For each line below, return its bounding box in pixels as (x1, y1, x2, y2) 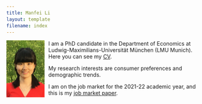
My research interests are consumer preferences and (48, 64, 182, 72)
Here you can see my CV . (48, 53, 112, 60)
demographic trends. (48, 71, 101, 78)
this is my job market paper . (48, 89, 118, 97)
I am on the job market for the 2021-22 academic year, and (48, 83, 197, 91)
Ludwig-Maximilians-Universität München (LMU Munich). (48, 46, 193, 54)
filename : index (6, 23, 48, 29)
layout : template (6, 16, 51, 23)
